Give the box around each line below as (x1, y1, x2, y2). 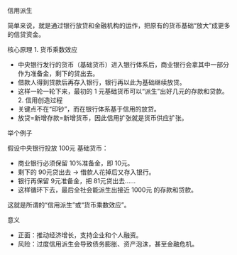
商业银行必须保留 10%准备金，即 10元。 (17, 159, 134, 167)
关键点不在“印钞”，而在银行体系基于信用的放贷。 (17, 105, 161, 113)
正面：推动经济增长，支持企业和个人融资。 (17, 231, 143, 239)
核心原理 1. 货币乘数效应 (7, 45, 78, 53)
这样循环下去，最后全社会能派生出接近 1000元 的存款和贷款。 (17, 185, 197, 194)
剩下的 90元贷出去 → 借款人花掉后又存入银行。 (17, 168, 155, 176)
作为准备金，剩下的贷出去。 (17, 70, 99, 77)
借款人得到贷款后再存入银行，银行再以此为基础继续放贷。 (17, 78, 186, 87)
